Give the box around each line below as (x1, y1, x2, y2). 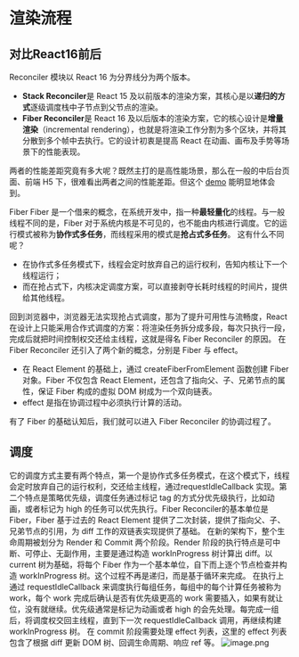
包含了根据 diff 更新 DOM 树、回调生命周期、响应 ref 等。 (9, 636, 220, 647)
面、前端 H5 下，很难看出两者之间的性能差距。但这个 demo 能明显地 (9, 177, 260, 187)
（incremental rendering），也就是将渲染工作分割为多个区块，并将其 (37, 124, 287, 135)
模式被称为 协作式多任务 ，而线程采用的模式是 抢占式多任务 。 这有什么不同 (16, 229, 285, 239)
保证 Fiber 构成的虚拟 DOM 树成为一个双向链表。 (37, 386, 217, 397)
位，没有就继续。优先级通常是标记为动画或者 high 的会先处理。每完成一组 (9, 604, 279, 614)
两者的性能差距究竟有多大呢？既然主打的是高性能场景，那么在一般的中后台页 (9, 166, 290, 176)
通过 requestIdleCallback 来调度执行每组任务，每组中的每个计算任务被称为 (9, 581, 282, 592)
